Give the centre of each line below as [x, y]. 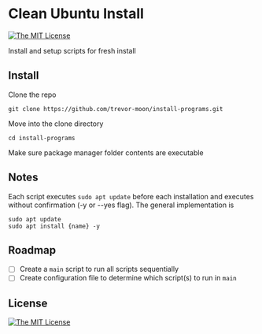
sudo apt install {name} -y [54, 226]
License [28, 303]
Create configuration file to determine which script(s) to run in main [128, 278]
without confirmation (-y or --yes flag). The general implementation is [121, 205]
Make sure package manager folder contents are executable [106, 152]
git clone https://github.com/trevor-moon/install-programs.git [116, 109]
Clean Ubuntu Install [76, 14]
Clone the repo [32, 95]
